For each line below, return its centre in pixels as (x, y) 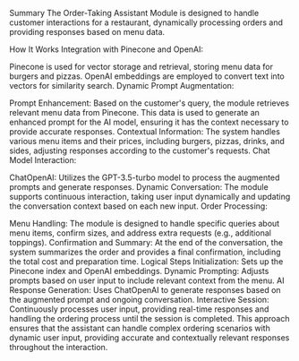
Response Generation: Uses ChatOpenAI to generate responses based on (145, 290)
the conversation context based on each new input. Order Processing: (139, 206)
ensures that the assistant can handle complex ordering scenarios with (140, 328)
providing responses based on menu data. (87, 32)
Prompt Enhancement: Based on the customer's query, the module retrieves (149, 103)
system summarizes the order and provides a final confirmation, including (145, 252)
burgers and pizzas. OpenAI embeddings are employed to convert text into (147, 76)
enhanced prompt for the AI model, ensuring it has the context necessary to (149, 122)
